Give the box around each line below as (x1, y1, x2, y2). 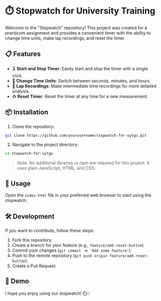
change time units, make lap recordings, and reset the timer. (5, 35, 125, 41)
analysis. (12, 88, 30, 94)
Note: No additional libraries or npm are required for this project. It (17, 160, 150, 166)
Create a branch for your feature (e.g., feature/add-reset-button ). (12, 242, 145, 248)
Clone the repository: (12, 123, 55, 129)
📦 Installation (5, 108, 49, 117)
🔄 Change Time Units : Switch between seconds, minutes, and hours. (12, 78, 151, 83)
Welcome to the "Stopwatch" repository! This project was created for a (5, 24, 147, 31)
